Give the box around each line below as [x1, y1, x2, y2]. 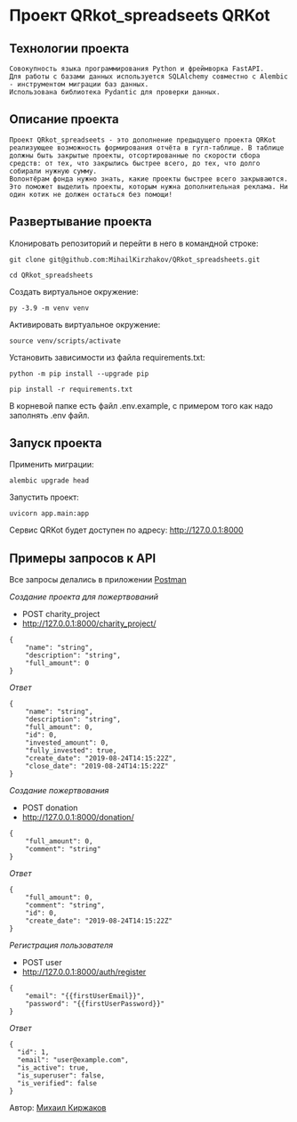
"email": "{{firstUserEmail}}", [25, 992, 145, 1001]
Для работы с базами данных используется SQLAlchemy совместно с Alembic [9, 72, 289, 81]
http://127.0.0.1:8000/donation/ [21, 812, 135, 823]
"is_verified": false [17, 1079, 98, 1088]
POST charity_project [21, 609, 100, 620]
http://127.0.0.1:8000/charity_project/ [21, 618, 157, 629]
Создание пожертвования [9, 785, 109, 796]
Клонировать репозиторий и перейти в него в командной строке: [9, 238, 259, 248]
